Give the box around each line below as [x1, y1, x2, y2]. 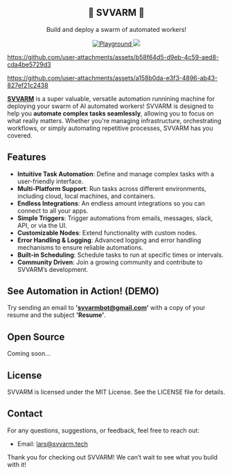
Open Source [7, 331, 65, 343]
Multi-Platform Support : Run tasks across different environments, [17, 184, 206, 192]
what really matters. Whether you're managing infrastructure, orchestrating [7, 116, 222, 125]
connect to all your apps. [17, 206, 89, 215]
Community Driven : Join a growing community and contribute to [17, 257, 203, 266]
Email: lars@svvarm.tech [17, 439, 89, 448]
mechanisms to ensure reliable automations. [17, 243, 144, 251]
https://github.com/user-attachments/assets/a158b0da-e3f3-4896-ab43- [7, 73, 218, 82]
